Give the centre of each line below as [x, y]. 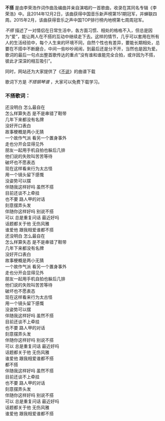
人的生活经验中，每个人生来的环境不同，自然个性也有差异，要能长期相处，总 [82, 43]
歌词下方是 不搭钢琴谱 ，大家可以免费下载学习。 [54, 82]
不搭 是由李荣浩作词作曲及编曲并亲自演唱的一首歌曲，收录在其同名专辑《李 [81, 8]
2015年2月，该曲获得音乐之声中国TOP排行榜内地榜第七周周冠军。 [80, 20]
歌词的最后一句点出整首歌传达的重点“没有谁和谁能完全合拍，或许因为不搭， [82, 55]
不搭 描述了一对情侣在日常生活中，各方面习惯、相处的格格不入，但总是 [77, 30]
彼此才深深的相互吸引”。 [30, 61]
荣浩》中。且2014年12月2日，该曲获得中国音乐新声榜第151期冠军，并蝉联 [79, 14]
